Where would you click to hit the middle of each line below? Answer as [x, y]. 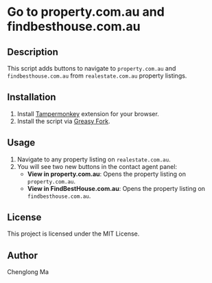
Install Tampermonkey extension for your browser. [88, 113]
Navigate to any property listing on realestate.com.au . [94, 159]
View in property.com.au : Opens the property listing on [107, 174]
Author [22, 255]
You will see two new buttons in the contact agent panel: [97, 166]
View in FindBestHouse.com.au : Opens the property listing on [116, 188]
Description [33, 52]
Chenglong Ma [28, 272]
